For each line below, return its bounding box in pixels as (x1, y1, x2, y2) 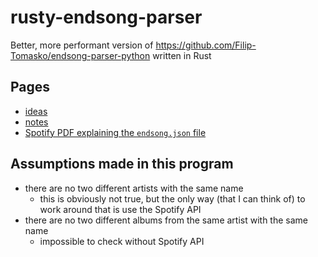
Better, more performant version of (10, 39, 154, 51)
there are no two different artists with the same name (24, 182, 244, 194)
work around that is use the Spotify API (39, 203, 202, 215)
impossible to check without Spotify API (39, 235, 205, 247)
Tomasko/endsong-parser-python (10, 49, 151, 61)
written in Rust (152, 49, 212, 61)
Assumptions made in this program (10, 156, 234, 173)
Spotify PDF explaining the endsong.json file (24, 126, 207, 138)
